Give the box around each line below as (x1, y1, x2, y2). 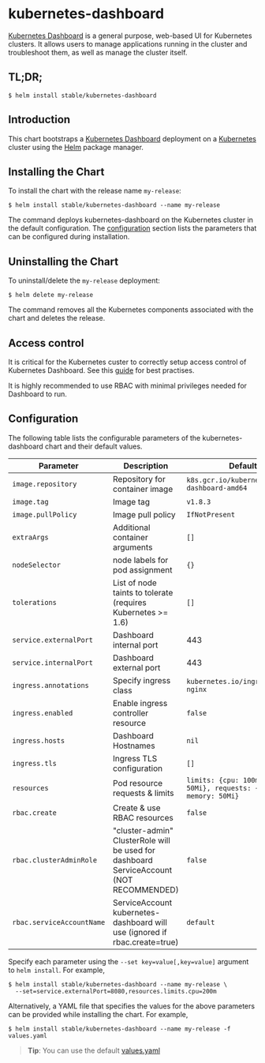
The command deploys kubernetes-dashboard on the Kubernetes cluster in (8, 215, 254, 225)
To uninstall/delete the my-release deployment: (8, 276, 160, 285)
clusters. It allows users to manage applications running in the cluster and (8, 39, 248, 48)
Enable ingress (113, 697, 168, 708)
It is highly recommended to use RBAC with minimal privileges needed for (8, 381, 247, 390)
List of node (113, 577, 158, 588)
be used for (113, 844, 156, 855)
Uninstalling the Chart (8, 254, 119, 269)
